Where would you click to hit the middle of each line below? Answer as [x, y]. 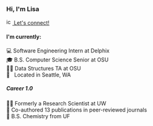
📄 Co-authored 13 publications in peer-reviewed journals [76, 110]
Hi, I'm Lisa [23, 9]
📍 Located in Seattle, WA [39, 75]
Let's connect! [31, 23]
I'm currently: [24, 36]
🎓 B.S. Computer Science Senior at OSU [57, 60]
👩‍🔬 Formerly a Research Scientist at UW [56, 104]
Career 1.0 [20, 89]
